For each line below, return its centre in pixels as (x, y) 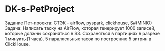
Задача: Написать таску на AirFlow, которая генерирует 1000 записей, (80, 28)
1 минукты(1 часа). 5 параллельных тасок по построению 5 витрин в (78, 39)
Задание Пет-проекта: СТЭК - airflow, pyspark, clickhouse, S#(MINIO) (79, 23)
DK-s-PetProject (40, 9)
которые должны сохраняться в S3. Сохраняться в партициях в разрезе (83, 33)
